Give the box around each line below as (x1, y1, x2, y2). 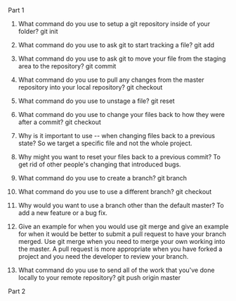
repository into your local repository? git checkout (18, 83, 163, 91)
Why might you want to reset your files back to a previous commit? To (18, 153, 221, 161)
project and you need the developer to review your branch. (18, 252, 189, 260)
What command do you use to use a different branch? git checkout (18, 188, 212, 196)
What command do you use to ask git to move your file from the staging (18, 54, 226, 63)
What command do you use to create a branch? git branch (18, 174, 188, 182)
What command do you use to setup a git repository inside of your (18, 20, 210, 27)
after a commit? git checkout (18, 118, 101, 126)
